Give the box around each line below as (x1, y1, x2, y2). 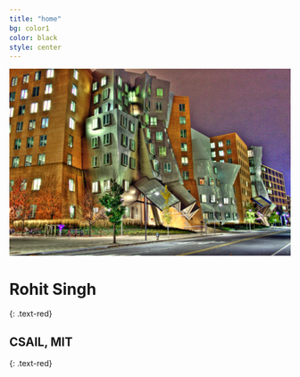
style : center (9, 43, 62, 52)
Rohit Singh (9, 279, 96, 299)
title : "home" (9, 14, 62, 23)
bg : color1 (9, 23, 50, 33)
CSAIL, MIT (9, 334, 73, 349)
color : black (9, 33, 58, 42)
